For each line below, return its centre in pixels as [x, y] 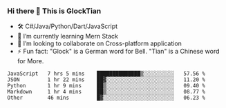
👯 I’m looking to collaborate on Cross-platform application [99, 43]
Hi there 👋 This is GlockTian [54, 11]
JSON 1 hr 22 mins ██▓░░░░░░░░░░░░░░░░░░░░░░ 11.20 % [106, 80]
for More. [30, 61]
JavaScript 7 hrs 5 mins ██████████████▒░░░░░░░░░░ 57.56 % [106, 74]
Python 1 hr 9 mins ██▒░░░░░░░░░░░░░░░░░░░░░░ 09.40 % [106, 86]
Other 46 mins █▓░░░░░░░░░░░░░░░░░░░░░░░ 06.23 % [106, 98]
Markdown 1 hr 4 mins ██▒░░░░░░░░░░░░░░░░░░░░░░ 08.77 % [106, 92]
